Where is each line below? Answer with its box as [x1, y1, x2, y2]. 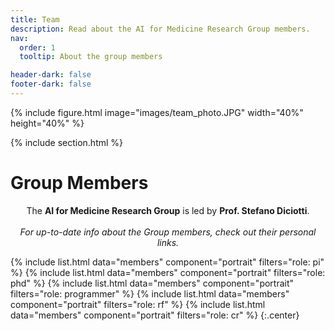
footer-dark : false [10, 79, 92, 90]
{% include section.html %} [10, 136, 124, 148]
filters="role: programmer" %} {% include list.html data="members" [10, 287, 290, 300]
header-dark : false [10, 70, 92, 80]
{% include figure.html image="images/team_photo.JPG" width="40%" [10, 106, 304, 118]
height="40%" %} [10, 117, 85, 129]
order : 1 [19, 42, 56, 53]
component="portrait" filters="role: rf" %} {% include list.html [10, 298, 266, 310]
